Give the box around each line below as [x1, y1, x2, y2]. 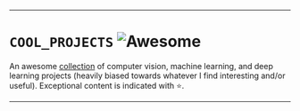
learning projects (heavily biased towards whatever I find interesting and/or [9, 70, 286, 81]
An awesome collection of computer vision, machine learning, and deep [9, 60, 274, 71]
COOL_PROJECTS [9, 35, 114, 52]
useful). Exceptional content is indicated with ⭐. [9, 80, 185, 91]
